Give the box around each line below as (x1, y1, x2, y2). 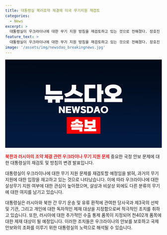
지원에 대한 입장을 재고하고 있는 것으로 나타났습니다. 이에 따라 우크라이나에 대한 (5, 177, 159, 183)
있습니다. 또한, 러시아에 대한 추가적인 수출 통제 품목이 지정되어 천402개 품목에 (10, 212, 162, 218)
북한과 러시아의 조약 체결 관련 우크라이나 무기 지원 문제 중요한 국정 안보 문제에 (5, 154, 155, 160)
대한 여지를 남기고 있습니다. (10, 189, 64, 195)
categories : (5, 13, 30, 18)
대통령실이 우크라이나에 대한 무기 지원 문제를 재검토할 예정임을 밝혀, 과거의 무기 (5, 170, 159, 177)
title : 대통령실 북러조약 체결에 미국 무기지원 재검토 (5, 8, 100, 13)
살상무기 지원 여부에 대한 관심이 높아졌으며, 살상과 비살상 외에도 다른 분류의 (5, 183, 151, 189)
